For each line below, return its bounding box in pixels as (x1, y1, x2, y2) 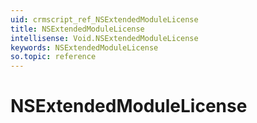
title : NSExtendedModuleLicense (10, 24, 145, 34)
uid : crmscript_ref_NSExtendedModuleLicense (10, 14, 199, 25)
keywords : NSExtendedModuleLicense (10, 42, 159, 53)
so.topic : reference (10, 52, 97, 62)
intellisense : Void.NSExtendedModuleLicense (10, 33, 199, 43)
